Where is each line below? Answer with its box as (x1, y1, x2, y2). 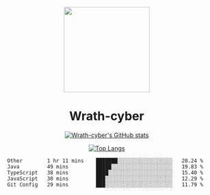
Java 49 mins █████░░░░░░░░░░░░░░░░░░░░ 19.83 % (7, 163, 204, 170)
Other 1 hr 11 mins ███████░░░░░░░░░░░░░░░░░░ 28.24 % (7, 157, 204, 164)
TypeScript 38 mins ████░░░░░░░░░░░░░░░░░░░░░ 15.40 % (7, 169, 204, 176)
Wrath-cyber (69, 108, 144, 124)
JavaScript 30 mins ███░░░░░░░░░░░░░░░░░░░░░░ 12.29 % (7, 175, 204, 182)
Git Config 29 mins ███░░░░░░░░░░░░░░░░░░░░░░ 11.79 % (7, 181, 204, 188)
